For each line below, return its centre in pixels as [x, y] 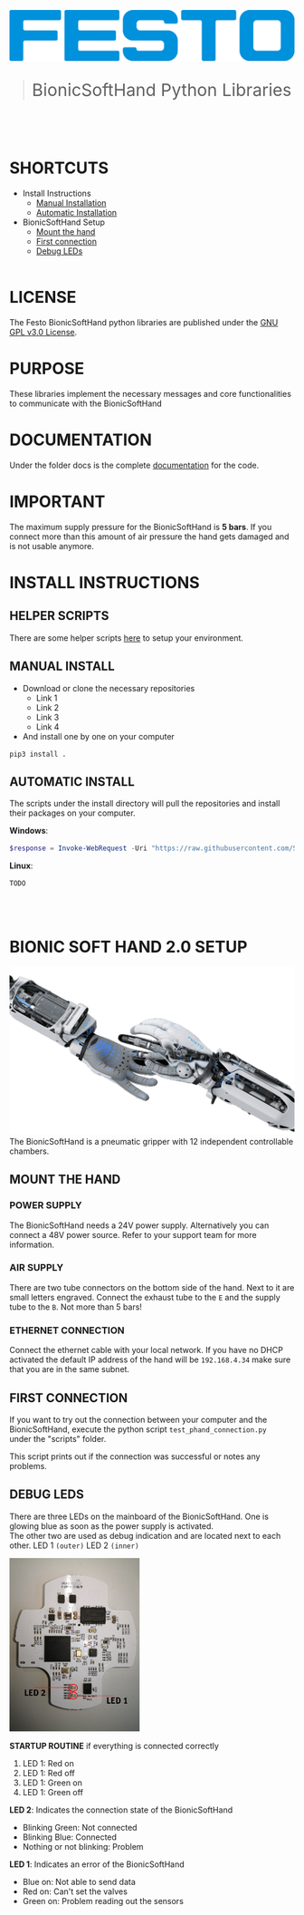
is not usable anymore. [52, 546]
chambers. [29, 1151]
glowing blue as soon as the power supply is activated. [112, 1526]
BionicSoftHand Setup [64, 222]
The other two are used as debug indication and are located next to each [145, 1535]
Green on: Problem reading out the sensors [103, 1901]
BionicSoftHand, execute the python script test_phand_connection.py [138, 1429]
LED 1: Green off [53, 1793]
